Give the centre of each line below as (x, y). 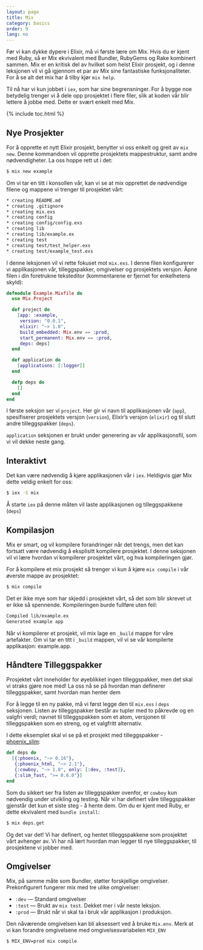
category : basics (28, 23)
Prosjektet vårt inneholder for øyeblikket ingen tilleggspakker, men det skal (99, 680)
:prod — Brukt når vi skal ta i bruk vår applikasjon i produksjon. (94, 912)
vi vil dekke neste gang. (36, 442)
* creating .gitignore (35, 206)
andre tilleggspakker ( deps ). (41, 424)
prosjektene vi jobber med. (40, 847)
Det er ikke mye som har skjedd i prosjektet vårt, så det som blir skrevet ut (99, 598)
